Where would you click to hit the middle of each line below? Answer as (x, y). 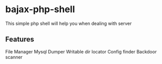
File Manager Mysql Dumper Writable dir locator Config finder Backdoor (81, 51)
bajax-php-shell (40, 9)
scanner (14, 57)
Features (20, 39)
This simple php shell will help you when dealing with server (68, 23)
